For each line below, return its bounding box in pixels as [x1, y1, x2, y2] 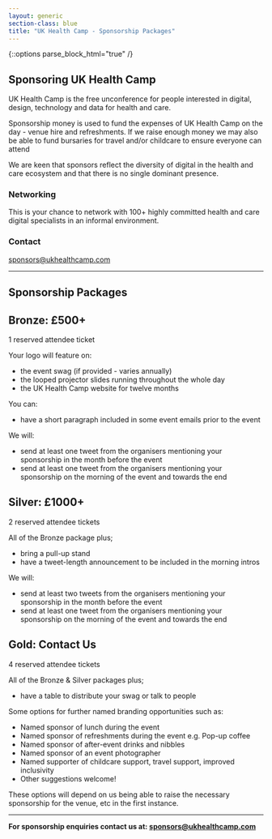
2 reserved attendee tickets [8, 516, 100, 527]
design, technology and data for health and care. [8, 103, 172, 113]
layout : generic [8, 11, 63, 20]
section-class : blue [8, 19, 79, 28]
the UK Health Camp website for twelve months [19, 383, 180, 393]
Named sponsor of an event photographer [19, 747, 161, 758]
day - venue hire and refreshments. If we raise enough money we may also [8, 127, 258, 137]
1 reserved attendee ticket [8, 334, 96, 345]
